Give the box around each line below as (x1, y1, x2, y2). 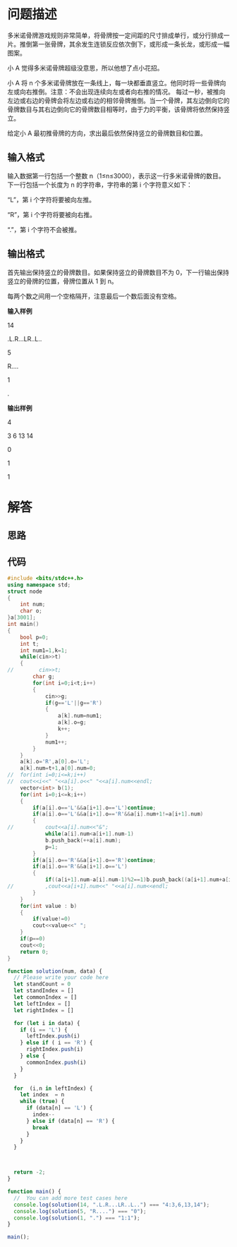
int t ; (20, 640, 39, 647)
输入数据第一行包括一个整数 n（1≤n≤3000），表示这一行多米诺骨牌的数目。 (7, 171, 225, 180)
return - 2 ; (13, 1169, 46, 1176)
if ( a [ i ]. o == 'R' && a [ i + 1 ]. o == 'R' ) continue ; (32, 856, 157, 864)
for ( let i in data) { (13, 1019, 80, 1026)
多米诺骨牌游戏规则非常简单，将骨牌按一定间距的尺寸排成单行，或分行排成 (7, 31, 224, 39)
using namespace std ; (7, 581, 71, 589)
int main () (7, 621, 39, 628)
